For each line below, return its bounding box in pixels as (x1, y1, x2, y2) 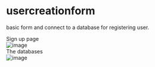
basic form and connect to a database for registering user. (6, 24, 150, 31)
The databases (6, 47, 43, 55)
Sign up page (6, 35, 39, 42)
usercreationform (6, 4, 95, 18)
